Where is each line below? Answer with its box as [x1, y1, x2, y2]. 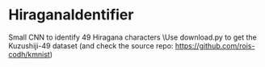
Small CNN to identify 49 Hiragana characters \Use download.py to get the [8, 32, 257, 42]
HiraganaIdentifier [8, 6, 134, 24]
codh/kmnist [8, 49, 50, 59]
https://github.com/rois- [175, 40, 255, 50]
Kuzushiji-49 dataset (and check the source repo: [8, 40, 174, 50]
